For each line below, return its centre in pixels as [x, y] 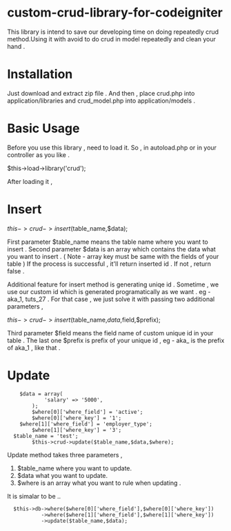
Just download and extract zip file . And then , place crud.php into [101, 93]
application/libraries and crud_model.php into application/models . [101, 101]
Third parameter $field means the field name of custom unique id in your [110, 333]
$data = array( [41, 394]
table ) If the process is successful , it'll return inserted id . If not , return [109, 264]
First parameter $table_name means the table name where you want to [108, 242]
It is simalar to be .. [34, 496]
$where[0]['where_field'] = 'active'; [88, 412]
